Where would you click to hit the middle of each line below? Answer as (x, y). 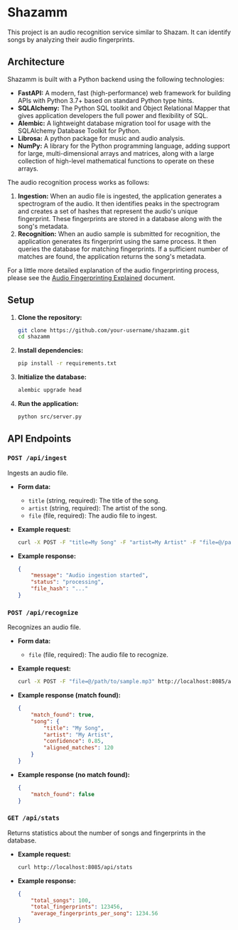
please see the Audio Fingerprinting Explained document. (91, 277)
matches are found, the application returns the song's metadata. (112, 256)
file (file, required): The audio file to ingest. (93, 515)
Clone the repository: (50, 317)
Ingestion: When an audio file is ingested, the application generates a (120, 196)
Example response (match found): (69, 695)
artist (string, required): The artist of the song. (98, 508)
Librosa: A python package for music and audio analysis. (101, 138)
